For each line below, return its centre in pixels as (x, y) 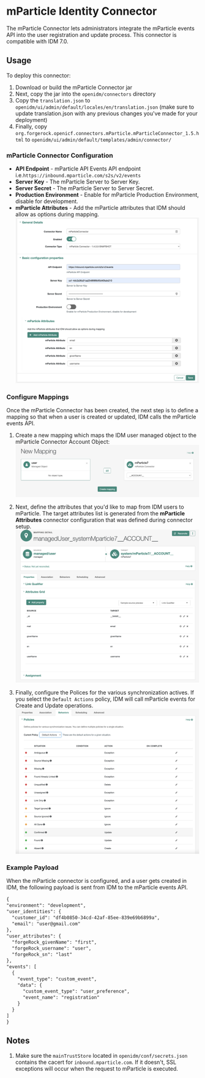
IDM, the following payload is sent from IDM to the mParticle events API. (97, 887)
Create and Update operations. (54, 705)
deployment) (31, 120)
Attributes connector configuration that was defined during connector (104, 520)
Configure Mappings (38, 397)
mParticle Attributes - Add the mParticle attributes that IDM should (100, 208)
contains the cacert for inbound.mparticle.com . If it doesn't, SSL (95, 1062)
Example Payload (33, 868)
